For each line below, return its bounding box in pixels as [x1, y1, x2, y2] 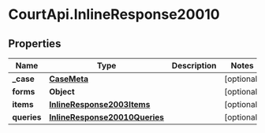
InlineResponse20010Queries [49, 112, 164, 123]
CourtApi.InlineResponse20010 [8, 6, 220, 24]
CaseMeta [49, 73, 89, 84]
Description [171, 61, 217, 71]
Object [49, 87, 75, 97]
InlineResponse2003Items [49, 99, 151, 109]
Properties [8, 37, 62, 50]
